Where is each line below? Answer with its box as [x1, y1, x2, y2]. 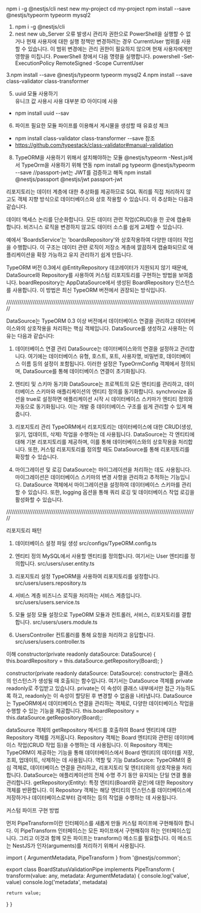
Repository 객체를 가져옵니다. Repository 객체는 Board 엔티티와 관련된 [6, 734, 173, 741]
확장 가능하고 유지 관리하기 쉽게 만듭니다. [37, 251, 133, 258]
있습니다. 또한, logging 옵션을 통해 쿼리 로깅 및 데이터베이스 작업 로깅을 [28, 489, 195, 495]
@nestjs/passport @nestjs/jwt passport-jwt [14, 176, 123, 183]
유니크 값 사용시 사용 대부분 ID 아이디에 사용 [14, 97, 118, 105]
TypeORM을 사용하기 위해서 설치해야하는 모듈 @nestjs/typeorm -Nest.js [14, 154, 188, 161]
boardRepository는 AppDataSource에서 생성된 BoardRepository [19, 279, 174, 286]
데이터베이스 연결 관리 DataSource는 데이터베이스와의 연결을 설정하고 [14, 345, 179, 352]
